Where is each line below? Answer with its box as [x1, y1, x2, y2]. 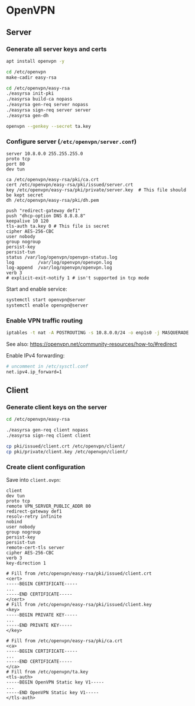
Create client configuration [6, 463, 86, 471]
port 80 [6, 161, 25, 167]
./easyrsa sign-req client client [6, 433, 92, 439]
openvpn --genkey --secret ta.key [6, 123, 92, 129]
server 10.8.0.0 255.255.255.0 [6, 150, 83, 157]
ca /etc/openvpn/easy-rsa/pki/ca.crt [6, 176, 99, 182]
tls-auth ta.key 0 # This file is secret [6, 223, 110, 229]
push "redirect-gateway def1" [6, 208, 81, 214]
